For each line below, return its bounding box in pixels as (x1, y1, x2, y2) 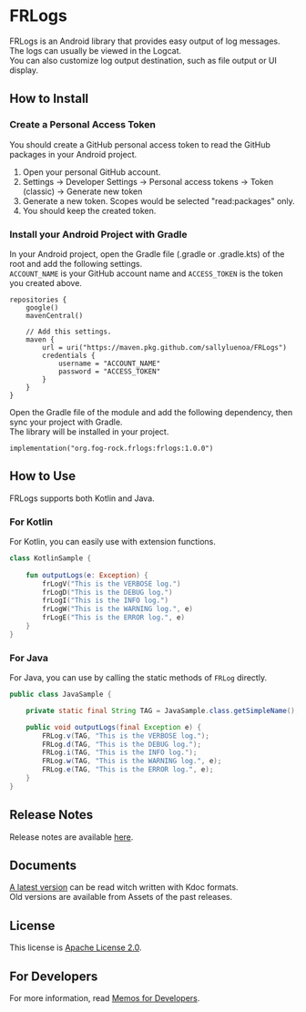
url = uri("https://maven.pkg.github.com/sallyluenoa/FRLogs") (42, 342, 287, 352)
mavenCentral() (25, 311, 84, 320)
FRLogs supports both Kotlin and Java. (9, 493, 155, 504)
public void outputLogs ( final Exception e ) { (25, 722, 202, 731)
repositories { (9, 295, 67, 304)
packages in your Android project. (9, 148, 138, 159)
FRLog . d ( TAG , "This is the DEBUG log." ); (42, 740, 202, 749)
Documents (9, 858, 77, 874)
